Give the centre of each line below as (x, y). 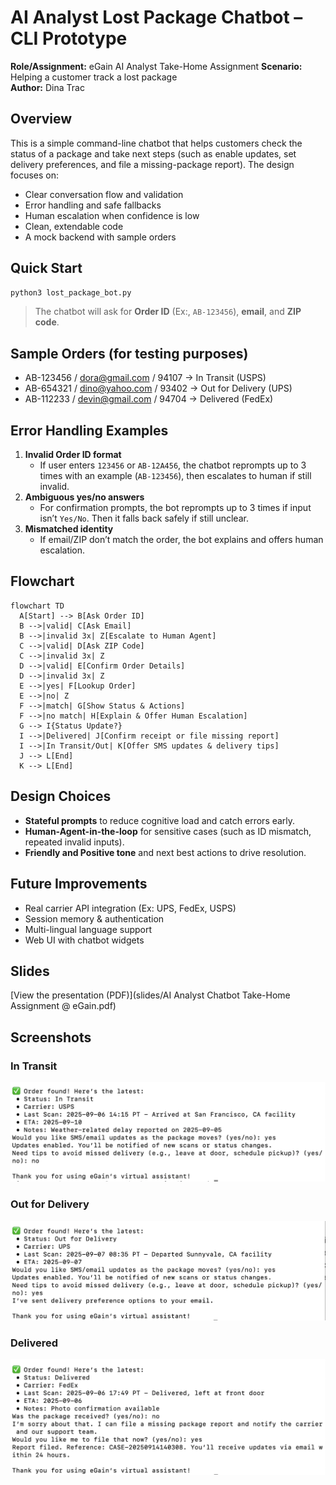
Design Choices (61, 796)
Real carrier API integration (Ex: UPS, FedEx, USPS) (130, 908)
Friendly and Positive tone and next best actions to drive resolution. (165, 852)
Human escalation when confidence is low (112, 215)
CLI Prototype (69, 38)
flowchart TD (37, 606)
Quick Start (46, 268)
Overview (41, 119)
